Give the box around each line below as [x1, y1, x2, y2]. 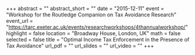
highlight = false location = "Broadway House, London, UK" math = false [6, 30, 181, 37]
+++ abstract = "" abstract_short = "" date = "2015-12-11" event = [6, 5, 165, 12]
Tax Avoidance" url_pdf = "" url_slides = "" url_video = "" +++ [6, 42, 154, 49]
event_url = [6, 18, 33, 24]
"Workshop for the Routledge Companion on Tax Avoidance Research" [6, 11, 177, 18]
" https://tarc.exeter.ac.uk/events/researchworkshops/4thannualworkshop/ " [6, 23, 189, 30]
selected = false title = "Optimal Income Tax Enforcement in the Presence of [6, 36, 190, 43]
